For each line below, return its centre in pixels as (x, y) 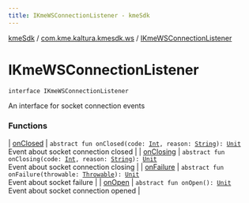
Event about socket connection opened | (74, 190)
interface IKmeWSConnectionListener (68, 91)
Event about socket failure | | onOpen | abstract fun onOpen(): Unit (120, 182)
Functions (28, 126)
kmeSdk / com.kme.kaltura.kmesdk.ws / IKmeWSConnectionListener (120, 38)
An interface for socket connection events (77, 105)
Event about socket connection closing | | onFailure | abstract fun (116, 167)
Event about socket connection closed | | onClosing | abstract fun (117, 152)
